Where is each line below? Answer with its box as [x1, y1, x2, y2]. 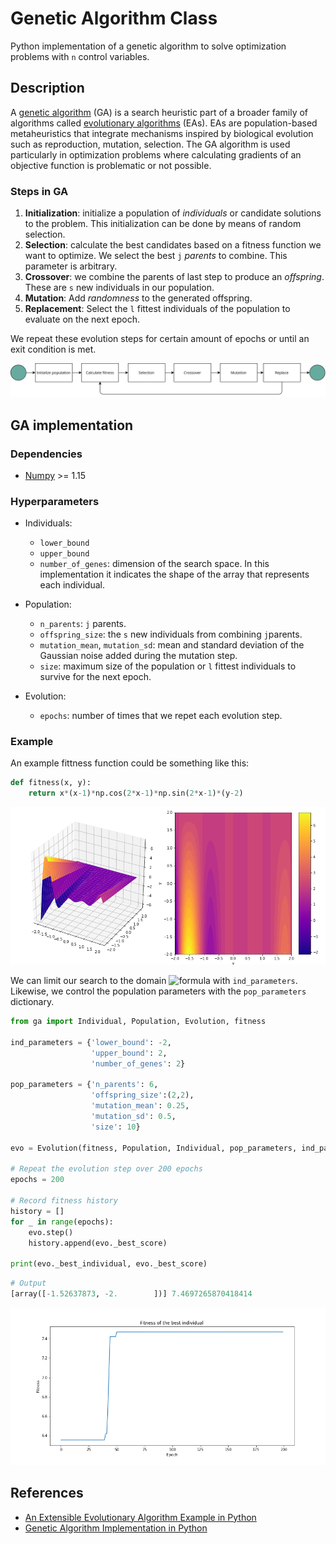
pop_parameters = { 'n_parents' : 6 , [10, 1080, 159, 1090]
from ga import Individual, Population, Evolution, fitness [10, 1017, 267, 1027]
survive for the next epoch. [39, 671, 152, 683]
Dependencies [10, 447, 83, 461]
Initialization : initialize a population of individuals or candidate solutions [24, 207, 322, 219]
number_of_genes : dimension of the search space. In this [39, 558, 270, 570]
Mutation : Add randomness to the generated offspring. [24, 292, 253, 304]
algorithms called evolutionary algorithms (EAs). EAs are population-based [10, 117, 318, 129]
